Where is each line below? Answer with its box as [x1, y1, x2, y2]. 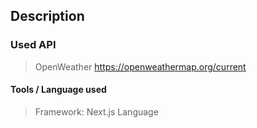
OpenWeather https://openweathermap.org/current [34, 60, 247, 73]
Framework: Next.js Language [34, 105, 159, 118]
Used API [10, 38, 57, 52]
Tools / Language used [10, 84, 107, 96]
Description [10, 8, 85, 25]
